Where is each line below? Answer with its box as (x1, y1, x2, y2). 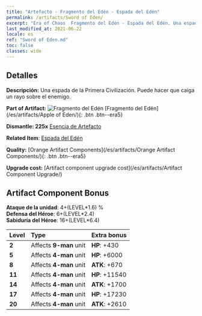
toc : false (6, 43, 34, 49)
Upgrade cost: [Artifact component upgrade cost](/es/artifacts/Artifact (6, 164, 182, 171)
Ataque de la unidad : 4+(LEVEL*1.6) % (6, 204, 104, 211)
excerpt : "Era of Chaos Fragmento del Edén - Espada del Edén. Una (6, 20, 182, 26)
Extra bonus (91, 231, 127, 239)
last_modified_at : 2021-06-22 (6, 25, 82, 32)
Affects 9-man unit (31, 241, 86, 250)
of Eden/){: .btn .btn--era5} (55, 111, 123, 118)
